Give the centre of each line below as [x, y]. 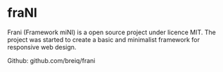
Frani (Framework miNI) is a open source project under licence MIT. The [111, 32]
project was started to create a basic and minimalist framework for [104, 39]
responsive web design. [42, 47]
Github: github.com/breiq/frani [51, 60]
